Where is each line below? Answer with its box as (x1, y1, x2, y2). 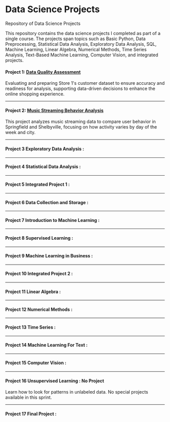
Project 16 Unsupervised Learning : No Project (5, 377, 105, 384)
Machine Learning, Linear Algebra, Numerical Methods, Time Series (5, 46, 147, 52)
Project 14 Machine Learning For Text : (5, 342, 88, 348)
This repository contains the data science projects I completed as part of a (5, 30, 161, 36)
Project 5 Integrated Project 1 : (5, 181, 70, 187)
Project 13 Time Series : (5, 324, 56, 330)
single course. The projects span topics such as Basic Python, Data (5, 36, 146, 42)
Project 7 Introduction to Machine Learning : (5, 217, 100, 223)
